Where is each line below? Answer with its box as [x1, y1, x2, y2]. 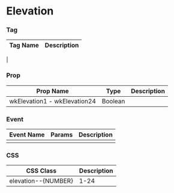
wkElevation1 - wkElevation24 [9, 97, 96, 105]
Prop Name [36, 87, 69, 95]
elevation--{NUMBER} [9, 177, 74, 185]
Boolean [101, 97, 125, 105]
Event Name [9, 130, 45, 139]
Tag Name [9, 41, 39, 49]
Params [50, 130, 73, 139]
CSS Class [26, 167, 57, 175]
